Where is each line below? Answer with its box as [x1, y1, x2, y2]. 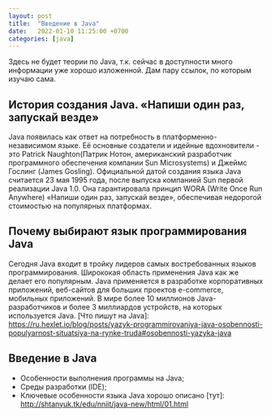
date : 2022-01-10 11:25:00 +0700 [8, 27, 129, 35]
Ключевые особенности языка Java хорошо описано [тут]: [19, 390, 225, 400]
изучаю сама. [8, 74, 57, 84]
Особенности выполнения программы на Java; [19, 373, 185, 383]
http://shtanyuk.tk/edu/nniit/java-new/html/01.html [19, 399, 189, 409]
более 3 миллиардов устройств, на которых [68, 302, 222, 311]
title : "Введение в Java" [8, 20, 100, 28]
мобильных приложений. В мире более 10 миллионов [8, 293, 196, 303]
